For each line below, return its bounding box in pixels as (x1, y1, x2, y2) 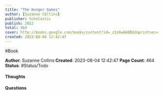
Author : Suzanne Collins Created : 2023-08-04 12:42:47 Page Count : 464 (5, 57, 155, 63)
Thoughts (5, 74, 25, 80)
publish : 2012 (5, 21, 34, 26)
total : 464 (5, 25, 27, 30)
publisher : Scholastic (5, 16, 51, 21)
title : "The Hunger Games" (5, 7, 60, 12)
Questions (5, 85, 27, 91)
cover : (5, 30, 19, 35)
